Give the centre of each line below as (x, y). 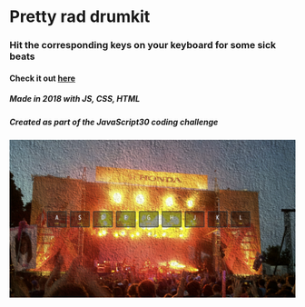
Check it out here (42, 78)
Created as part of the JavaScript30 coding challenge (114, 122)
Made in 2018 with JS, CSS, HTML (75, 99)
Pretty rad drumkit (80, 17)
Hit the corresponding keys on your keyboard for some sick (143, 45)
